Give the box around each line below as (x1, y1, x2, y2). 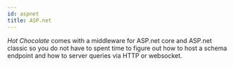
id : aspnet (7, 10, 39, 18)
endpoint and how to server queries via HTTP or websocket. (7, 51, 183, 60)
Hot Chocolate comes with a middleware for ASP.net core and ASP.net (7, 36, 213, 44)
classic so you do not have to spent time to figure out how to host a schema (7, 44, 228, 52)
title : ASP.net (7, 17, 52, 24)
